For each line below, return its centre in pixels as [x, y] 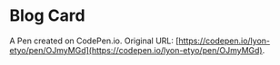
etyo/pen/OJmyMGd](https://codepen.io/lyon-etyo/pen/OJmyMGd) [136, 50]
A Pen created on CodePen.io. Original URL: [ [94, 41]
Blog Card [47, 16]
